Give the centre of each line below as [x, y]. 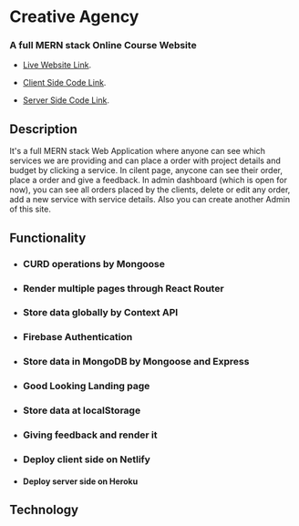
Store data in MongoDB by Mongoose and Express [136, 362]
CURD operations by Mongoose [94, 263]
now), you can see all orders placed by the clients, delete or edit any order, [150, 190]
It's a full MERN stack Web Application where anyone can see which [138, 151]
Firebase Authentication [77, 337]
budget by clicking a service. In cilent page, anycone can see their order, [146, 170]
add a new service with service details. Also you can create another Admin [149, 200]
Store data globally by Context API [100, 313]
